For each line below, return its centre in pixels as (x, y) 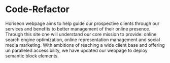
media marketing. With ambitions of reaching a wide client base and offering (85, 45)
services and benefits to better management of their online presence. (78, 28)
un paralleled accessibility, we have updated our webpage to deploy (77, 50)
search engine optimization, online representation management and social (83, 40)
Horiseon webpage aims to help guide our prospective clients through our (82, 23)
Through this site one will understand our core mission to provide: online (81, 34)
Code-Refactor (37, 9)
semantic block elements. (32, 56)
